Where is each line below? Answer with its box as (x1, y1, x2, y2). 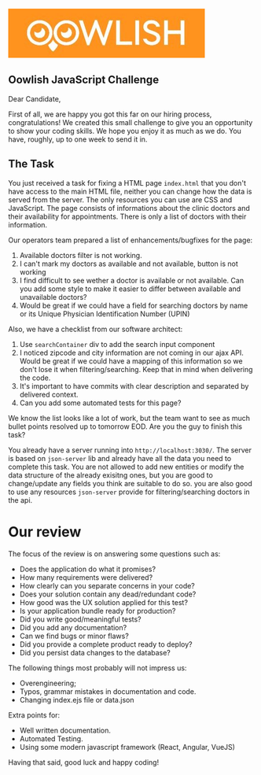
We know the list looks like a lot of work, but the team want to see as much (8, 413, 250, 423)
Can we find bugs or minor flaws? (19, 631, 130, 640)
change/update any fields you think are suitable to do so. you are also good (8, 478, 253, 488)
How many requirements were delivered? (19, 572, 153, 582)
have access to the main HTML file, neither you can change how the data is (8, 186, 252, 196)
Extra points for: (8, 710, 61, 720)
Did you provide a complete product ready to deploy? (19, 639, 193, 649)
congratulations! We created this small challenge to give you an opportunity (8, 117, 253, 127)
